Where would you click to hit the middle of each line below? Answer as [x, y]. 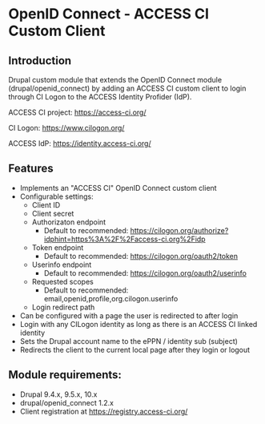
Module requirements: [65, 375]
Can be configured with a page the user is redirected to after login [129, 315]
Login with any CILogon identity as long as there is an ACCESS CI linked [139, 324]
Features [31, 169]
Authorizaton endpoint [69, 222]
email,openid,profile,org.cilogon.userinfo [111, 298]
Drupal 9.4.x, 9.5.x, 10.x [58, 394]
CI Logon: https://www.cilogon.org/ [66, 128]
